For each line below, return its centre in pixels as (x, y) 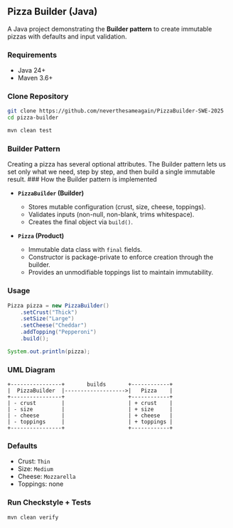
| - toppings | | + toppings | (90, 422)
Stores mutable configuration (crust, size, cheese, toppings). (117, 207)
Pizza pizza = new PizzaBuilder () (59, 305)
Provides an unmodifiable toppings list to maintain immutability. (121, 273)
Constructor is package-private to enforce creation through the (121, 257)
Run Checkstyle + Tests (49, 502)
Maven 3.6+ (35, 78)
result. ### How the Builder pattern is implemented (82, 179)
